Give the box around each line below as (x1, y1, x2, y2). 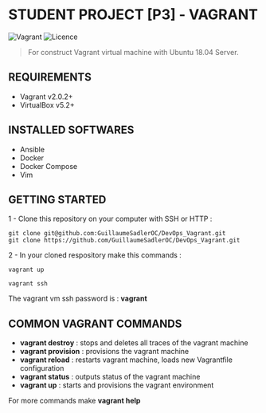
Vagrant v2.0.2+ (19, 92, 73, 101)
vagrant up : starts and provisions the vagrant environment (19, 380, 214, 390)
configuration (19, 364, 65, 373)
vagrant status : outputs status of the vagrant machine (19, 372, 201, 382)
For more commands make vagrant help (8, 396, 141, 406)
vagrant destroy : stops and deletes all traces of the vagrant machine (19, 338, 248, 348)
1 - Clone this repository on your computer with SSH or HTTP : (8, 214, 213, 224)
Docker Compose (19, 161, 78, 171)
